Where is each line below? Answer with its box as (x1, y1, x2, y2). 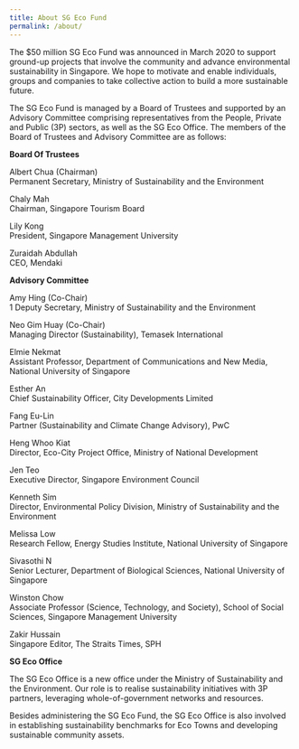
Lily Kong (9, 220, 44, 231)
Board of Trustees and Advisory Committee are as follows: (9, 131, 228, 142)
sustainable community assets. (9, 729, 125, 740)
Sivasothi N (9, 555, 52, 566)
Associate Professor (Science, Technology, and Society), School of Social (9, 602, 285, 613)
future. (9, 85, 34, 96)
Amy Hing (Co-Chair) (9, 292, 89, 303)
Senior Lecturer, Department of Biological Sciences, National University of (9, 565, 285, 576)
